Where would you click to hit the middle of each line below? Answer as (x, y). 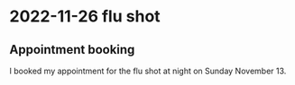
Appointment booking (72, 50)
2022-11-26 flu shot (85, 17)
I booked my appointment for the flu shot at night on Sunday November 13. (148, 71)
